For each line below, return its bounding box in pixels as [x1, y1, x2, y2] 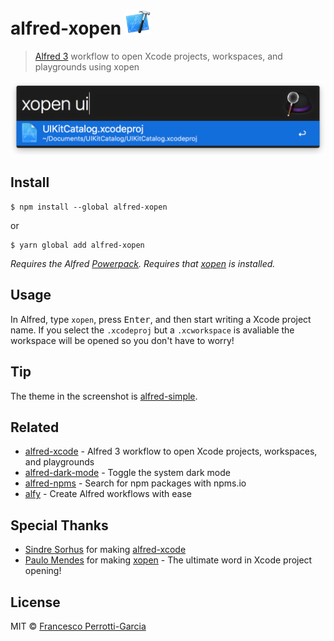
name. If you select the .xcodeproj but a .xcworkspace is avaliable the [10, 324, 295, 336]
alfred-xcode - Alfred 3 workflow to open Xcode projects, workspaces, [24, 445, 318, 458]
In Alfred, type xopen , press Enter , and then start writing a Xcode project [10, 313, 312, 325]
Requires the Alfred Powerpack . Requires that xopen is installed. [10, 257, 276, 269]
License [10, 594, 61, 611]
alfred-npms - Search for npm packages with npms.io [24, 477, 247, 489]
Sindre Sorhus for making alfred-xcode [24, 544, 187, 556]
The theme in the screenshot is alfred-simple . [10, 390, 198, 402]
